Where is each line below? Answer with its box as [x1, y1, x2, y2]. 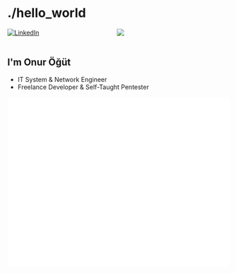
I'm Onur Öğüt [7, 57, 71, 69]
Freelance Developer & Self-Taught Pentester [17, 83, 150, 91]
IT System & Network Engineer [17, 75, 107, 83]
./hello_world [7, 5, 86, 21]
